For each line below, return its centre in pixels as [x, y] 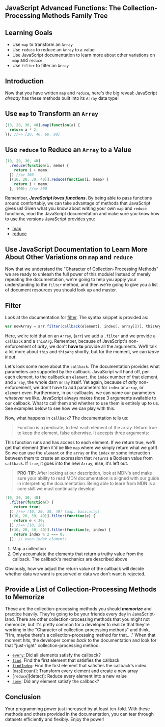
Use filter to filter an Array [41, 66]
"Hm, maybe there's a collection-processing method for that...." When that [80, 635]
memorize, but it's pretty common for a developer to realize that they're [77, 625]
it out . [11, 357]
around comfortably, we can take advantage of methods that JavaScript [78, 203]
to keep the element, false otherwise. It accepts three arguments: [83, 433]
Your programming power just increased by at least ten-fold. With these [78, 709]
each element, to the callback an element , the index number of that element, [82, 377]
